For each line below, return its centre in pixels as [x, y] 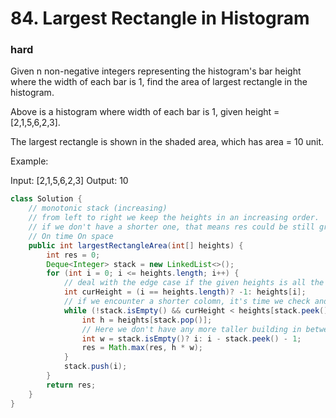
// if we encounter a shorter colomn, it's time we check [187, 302]
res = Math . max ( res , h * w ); [142, 348]
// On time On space [71, 236]
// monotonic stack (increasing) [98, 208]
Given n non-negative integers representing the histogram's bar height [156, 71]
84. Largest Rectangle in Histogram [160, 18]
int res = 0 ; [73, 255]
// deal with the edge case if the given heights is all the [194, 283]
